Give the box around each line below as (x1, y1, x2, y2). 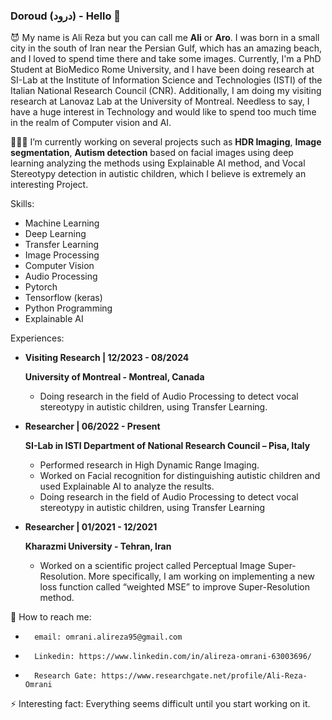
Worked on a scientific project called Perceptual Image (39, 560, 266, 572)
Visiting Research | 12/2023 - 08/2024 (24, 352, 190, 364)
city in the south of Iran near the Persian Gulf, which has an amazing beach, (10, 42, 323, 54)
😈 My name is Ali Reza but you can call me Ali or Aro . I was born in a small (10, 32, 320, 44)
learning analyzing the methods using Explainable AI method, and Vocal (10, 157, 306, 169)
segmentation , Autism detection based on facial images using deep (10, 147, 294, 159)
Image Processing (24, 249, 100, 261)
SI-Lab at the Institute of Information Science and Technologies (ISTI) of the (10, 74, 323, 86)
